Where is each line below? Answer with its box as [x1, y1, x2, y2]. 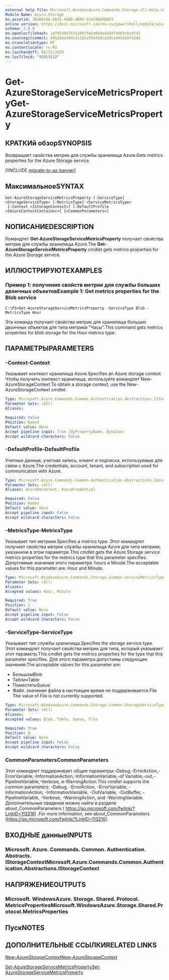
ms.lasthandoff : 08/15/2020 [5, 49, 64, 54]
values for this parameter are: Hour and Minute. [5, 565, 104, 571]
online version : [5, 21, 39, 27]
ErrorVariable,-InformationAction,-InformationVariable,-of [5, 773, 124, 779]
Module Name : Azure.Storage [5, 12, 64, 17]
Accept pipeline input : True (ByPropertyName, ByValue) [5, 429, 125, 434]
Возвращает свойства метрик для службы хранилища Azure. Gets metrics [5, 152, 163, 158]
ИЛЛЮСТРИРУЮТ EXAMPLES [5, 266, 103, 275]
